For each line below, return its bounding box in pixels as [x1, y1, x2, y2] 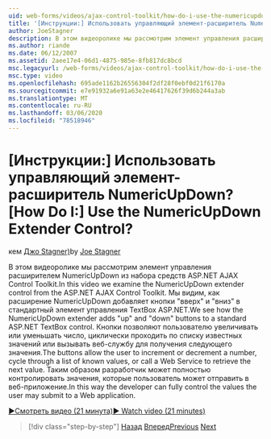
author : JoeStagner [8, 27, 74, 35]
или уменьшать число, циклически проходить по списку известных [8, 330, 243, 340]
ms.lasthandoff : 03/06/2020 [8, 110, 103, 118]
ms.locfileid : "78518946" [8, 117, 95, 125]
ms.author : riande [8, 42, 70, 50]
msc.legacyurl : [8, 64, 60, 72]
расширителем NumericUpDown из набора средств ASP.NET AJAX [8, 271, 239, 280]
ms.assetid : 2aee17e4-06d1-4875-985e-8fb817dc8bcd [8, 57, 182, 65]
